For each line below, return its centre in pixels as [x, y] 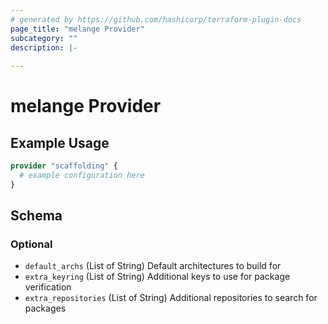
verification [48, 287]
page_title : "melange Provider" [77, 29]
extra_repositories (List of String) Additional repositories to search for [171, 298]
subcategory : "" [44, 38]
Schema [36, 216]
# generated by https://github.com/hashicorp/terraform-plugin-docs [156, 19]
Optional [31, 244]
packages [45, 308]
